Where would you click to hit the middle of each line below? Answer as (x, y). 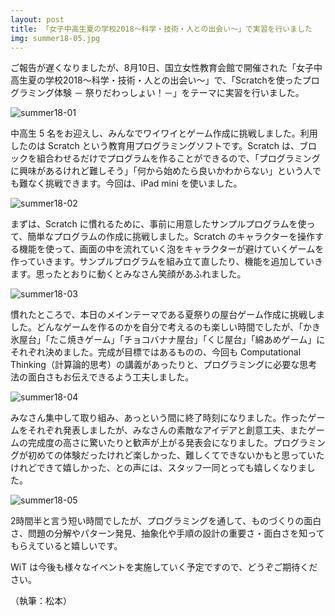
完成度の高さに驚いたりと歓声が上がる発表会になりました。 (150, 443)
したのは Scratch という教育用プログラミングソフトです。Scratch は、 (155, 146)
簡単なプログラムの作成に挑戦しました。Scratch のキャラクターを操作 (171, 237)
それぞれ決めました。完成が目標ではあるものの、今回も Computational (156, 352)
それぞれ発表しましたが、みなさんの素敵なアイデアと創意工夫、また (167, 430)
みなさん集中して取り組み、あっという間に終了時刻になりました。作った (159, 418)
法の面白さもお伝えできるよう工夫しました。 (102, 377)
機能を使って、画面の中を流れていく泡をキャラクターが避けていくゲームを (171, 249)
